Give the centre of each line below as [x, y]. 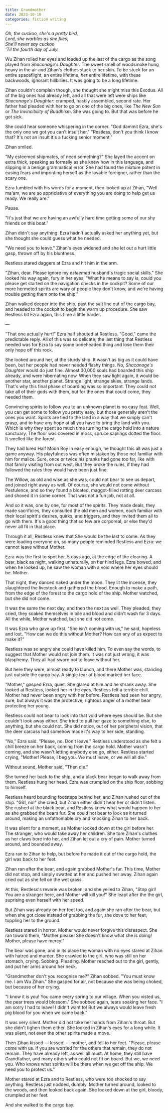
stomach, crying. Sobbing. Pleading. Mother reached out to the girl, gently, [82, 961]
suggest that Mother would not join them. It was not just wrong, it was [77, 654]
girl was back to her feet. [31, 859]
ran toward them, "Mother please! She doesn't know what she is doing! [78, 936]
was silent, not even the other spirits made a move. [58, 1033]
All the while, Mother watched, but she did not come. [60, 619]
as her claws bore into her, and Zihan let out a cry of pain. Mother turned [80, 839]
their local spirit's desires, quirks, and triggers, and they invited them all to [82, 516]
